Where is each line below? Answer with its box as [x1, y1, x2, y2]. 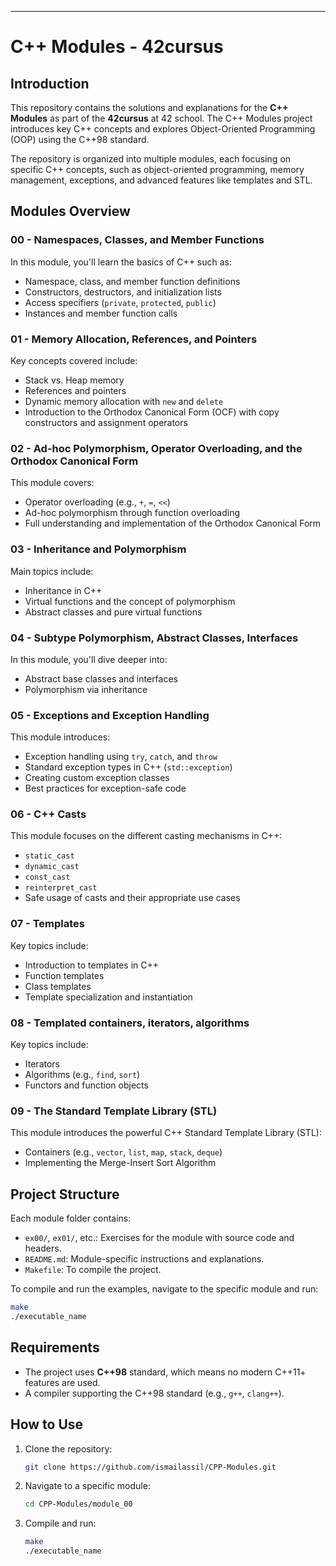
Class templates [24, 980, 92, 992]
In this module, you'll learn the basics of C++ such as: [10, 256, 233, 268]
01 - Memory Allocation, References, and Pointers [10, 332, 258, 346]
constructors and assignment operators [24, 416, 188, 428]
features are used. [24, 1376, 101, 1388]
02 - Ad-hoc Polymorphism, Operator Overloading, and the [10, 441, 303, 455]
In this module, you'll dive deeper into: [10, 653, 168, 665]
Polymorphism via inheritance [24, 683, 148, 695]
